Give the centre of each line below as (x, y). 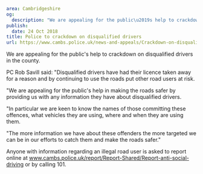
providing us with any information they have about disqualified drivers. (94, 97)
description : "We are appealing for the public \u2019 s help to (93, 20)
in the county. (23, 61)
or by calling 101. (46, 164)
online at (17, 158)
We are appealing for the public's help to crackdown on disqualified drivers (100, 54)
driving (15, 164)
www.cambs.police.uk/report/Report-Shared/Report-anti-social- (109, 158)
